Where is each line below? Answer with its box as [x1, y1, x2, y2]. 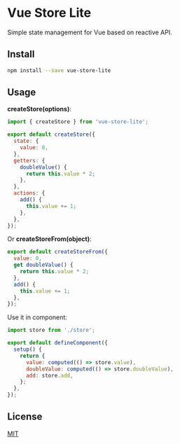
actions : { [13, 190, 46, 197]
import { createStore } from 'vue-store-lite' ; [7, 118, 149, 125]
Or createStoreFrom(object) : [7, 235, 92, 243]
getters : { [13, 157, 46, 164]
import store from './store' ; [7, 327, 96, 334]
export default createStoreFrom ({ [7, 249, 109, 256]
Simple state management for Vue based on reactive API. [7, 28, 173, 36]
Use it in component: [7, 313, 68, 321]
